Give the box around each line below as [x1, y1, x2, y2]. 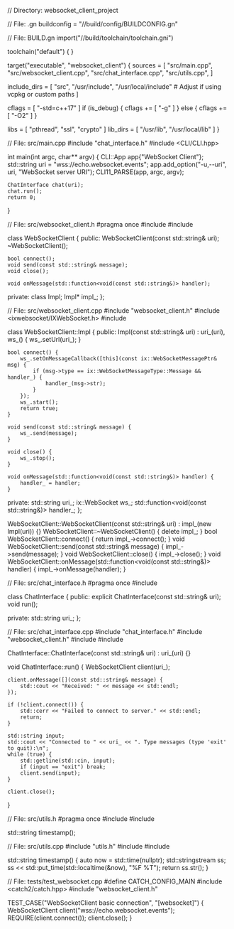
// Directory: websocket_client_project [7, 6, 118, 14]
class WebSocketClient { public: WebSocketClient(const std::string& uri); [7, 234, 220, 242]
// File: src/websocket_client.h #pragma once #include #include [7, 220, 194, 228]
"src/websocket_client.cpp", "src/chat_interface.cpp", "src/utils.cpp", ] [7, 69, 213, 77]
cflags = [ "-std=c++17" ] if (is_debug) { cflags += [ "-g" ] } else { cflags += [7, 104, 228, 112]
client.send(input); [20, 770, 81, 777]
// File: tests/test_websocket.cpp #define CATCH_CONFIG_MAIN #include [7, 877, 223, 886]
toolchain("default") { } [7, 48, 74, 55]
